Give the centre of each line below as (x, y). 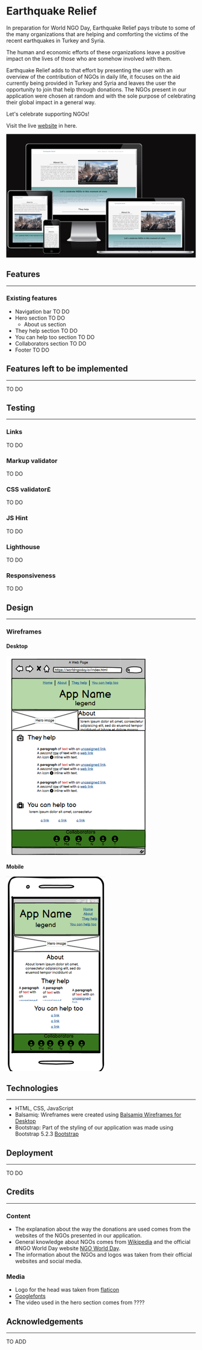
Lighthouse (23, 547)
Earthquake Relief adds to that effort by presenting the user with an (90, 70)
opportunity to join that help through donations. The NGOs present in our (96, 89)
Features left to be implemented (67, 369)
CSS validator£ (29, 489)
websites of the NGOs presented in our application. (78, 1236)
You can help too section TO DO (55, 337)
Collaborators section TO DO (50, 343)
